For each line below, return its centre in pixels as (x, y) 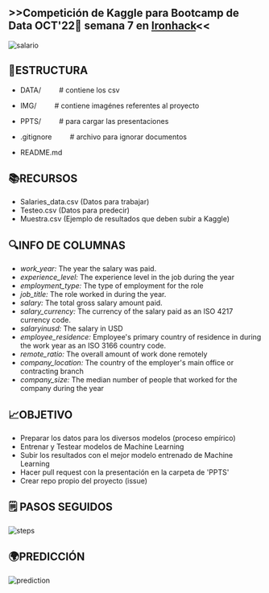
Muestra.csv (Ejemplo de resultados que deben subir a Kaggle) (124, 219)
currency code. (45, 320)
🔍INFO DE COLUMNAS (67, 245)
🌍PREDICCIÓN (47, 557)
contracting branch (52, 371)
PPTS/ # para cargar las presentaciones (94, 121)
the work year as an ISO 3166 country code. (93, 346)
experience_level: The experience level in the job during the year (127, 278)
